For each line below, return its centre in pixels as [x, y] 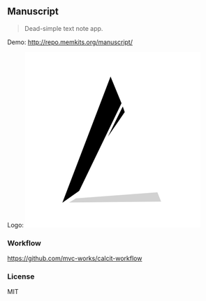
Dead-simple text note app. [64, 28]
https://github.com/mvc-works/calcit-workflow [75, 258]
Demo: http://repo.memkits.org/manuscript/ [70, 42]
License [21, 276]
